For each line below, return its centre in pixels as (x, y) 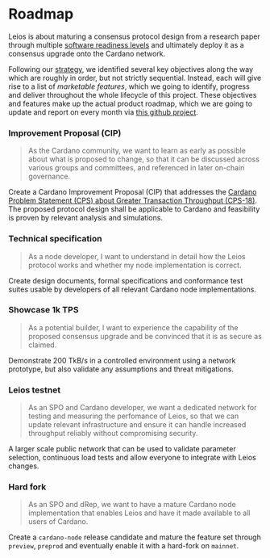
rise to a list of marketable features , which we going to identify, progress (129, 86)
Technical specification (55, 239)
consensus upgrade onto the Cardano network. (87, 53)
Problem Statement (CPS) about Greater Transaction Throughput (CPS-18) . (133, 201)
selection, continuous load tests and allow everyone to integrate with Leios (132, 458)
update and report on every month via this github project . (104, 112)
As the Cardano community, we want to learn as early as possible (137, 151)
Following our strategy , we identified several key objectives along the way (131, 69)
